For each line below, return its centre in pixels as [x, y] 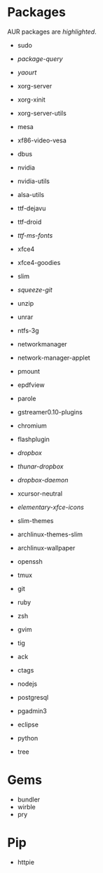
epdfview [31, 385]
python [28, 738]
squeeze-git [35, 290]
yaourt [27, 72]
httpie [26, 862]
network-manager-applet [54, 358]
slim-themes [35, 520]
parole [27, 398]
